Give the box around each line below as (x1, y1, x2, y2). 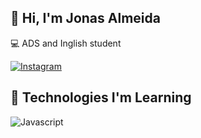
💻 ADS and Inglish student (10, 37, 122, 49)
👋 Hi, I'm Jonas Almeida (10, 10, 161, 27)
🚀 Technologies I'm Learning (10, 89, 192, 106)
